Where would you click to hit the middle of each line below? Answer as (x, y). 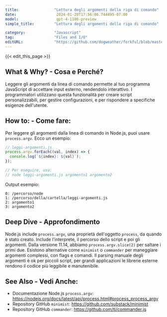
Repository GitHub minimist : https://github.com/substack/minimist (80, 304)
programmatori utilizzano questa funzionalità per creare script (69, 94)
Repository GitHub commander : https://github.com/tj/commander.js (79, 310)
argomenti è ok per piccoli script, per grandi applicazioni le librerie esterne (82, 261)
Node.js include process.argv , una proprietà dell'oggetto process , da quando (83, 234)
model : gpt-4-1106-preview (51, 19)
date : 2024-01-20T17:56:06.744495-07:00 (66, 14)
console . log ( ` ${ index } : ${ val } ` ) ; (45, 157)
